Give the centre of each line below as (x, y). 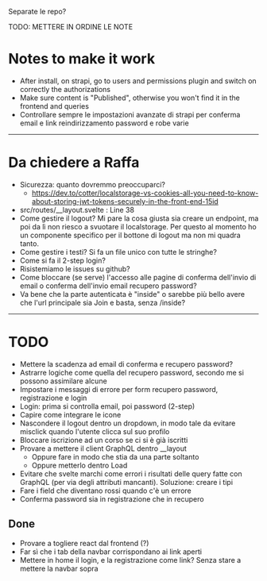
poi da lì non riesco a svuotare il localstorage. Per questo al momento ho (138, 226)
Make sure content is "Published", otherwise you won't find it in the (130, 98)
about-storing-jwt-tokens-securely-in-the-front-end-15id (125, 201)
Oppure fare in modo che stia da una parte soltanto (115, 456)
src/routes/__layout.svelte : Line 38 (77, 210)
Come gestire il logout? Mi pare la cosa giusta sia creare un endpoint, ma (139, 218)
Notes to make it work (82, 59)
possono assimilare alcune (63, 381)
